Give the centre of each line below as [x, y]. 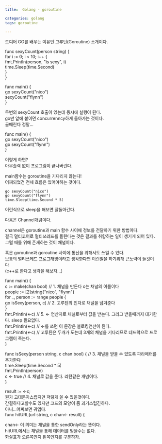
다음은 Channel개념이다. [28, 220]
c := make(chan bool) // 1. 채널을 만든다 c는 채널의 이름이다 [62, 286]
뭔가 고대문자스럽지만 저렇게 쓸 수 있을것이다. [48, 397]
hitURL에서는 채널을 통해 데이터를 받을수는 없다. [50, 431]
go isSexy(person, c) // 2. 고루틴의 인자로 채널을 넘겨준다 [60, 303]
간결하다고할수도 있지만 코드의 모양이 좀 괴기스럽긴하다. [57, 403]
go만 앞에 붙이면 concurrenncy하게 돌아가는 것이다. [55, 118]
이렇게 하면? [16, 160]
